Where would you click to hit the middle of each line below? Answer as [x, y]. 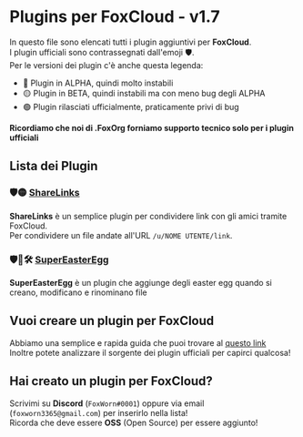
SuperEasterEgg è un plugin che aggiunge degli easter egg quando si [141, 282]
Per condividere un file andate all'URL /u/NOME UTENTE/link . [121, 235]
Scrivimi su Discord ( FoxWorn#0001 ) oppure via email [107, 403]
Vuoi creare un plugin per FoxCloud [112, 321]
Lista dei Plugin [54, 166]
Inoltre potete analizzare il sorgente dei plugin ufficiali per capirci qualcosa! [150, 352]
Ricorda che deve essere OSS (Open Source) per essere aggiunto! [134, 422]
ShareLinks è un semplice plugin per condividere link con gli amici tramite [148, 216]
